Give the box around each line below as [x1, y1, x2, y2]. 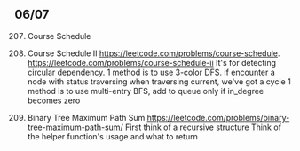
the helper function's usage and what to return [27, 131, 198, 141]
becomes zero [27, 95, 81, 106]
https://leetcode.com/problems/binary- [146, 112, 290, 123]
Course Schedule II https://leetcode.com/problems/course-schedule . [27, 48, 280, 59]
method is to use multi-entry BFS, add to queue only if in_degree [27, 85, 264, 96]
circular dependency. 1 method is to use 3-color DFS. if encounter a [27, 67, 276, 77]
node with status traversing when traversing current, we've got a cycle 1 [27, 75, 291, 87]
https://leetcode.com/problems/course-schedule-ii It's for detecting [27, 57, 277, 68]
